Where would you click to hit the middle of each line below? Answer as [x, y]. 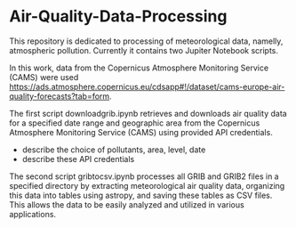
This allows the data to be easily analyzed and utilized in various [127, 204]
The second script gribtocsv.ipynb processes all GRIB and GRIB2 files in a [144, 176]
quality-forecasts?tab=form [60, 96]
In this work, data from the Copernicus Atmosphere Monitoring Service [139, 68]
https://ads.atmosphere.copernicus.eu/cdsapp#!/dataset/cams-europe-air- [147, 86]
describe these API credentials [78, 159]
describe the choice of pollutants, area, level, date [114, 150]
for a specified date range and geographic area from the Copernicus [135, 123]
